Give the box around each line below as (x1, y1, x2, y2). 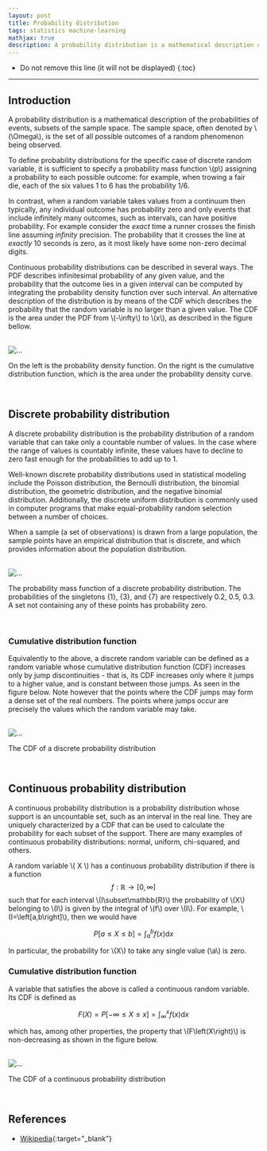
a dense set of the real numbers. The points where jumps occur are (8, 696, 229, 706)
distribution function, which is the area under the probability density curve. (8, 369, 253, 379)
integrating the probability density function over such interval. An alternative (8, 287, 258, 297)
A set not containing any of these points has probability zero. (8, 600, 208, 609)
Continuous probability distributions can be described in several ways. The (8, 262, 253, 271)
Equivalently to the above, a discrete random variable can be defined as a (8, 654, 250, 663)
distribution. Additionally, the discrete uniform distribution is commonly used (8, 495, 258, 504)
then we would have (71, 912, 137, 921)
